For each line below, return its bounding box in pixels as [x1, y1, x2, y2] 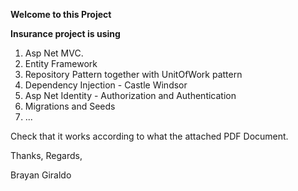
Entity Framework [24, 58, 98, 69]
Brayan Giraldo [10, 169, 72, 181]
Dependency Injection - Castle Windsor [24, 79, 188, 91]
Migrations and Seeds [24, 100, 116, 112]
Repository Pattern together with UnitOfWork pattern [24, 69, 243, 80]
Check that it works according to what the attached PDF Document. [10, 130, 289, 142]
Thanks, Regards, [10, 150, 83, 161]
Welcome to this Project [10, 9, 112, 20]
